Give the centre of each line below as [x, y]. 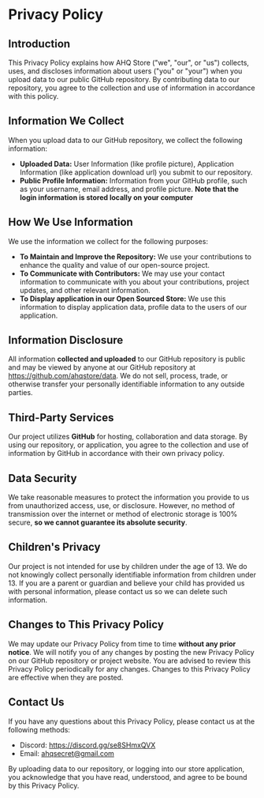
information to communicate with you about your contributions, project [134, 281]
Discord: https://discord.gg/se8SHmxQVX [87, 745]
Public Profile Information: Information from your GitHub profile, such [133, 180]
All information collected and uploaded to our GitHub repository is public [127, 359]
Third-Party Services [61, 418]
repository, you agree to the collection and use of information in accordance [132, 88]
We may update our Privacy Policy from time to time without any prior [122, 644]
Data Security [43, 478]
